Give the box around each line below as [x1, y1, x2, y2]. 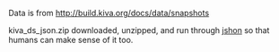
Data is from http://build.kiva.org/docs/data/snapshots [8, 8, 210, 18]
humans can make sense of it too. [8, 35, 134, 45]
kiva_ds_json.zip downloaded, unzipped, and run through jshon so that [8, 25, 270, 35]
